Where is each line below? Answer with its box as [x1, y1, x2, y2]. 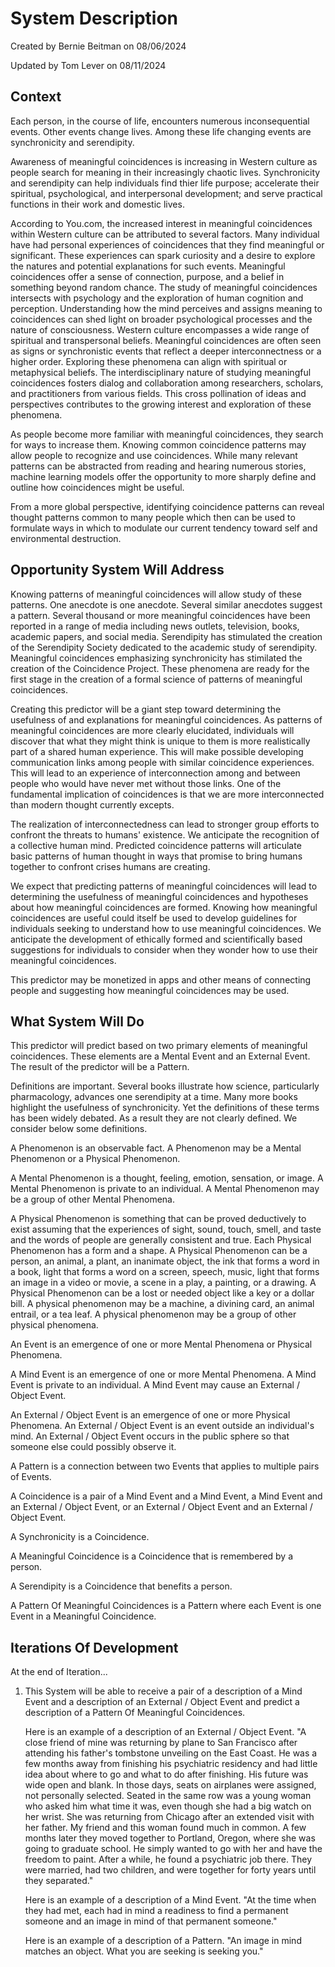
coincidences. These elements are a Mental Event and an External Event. [10, 1050, 311, 1062]
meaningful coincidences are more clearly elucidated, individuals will [10, 724, 295, 736]
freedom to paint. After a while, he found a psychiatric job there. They [24, 1853, 313, 1866]
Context [10, 88, 62, 106]
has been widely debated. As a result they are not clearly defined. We [10, 1112, 298, 1124]
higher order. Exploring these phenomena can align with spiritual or [10, 355, 288, 367]
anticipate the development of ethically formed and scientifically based [10, 933, 303, 945]
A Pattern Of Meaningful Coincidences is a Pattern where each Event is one [10, 1600, 322, 1612]
